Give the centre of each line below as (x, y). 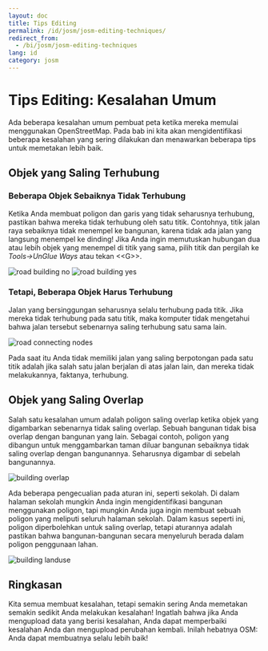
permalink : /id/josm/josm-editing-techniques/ (87, 30)
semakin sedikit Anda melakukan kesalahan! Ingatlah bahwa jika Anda (123, 613)
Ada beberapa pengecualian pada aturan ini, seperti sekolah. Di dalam (124, 493)
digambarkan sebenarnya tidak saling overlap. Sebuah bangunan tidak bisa (132, 428)
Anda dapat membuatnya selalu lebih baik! (78, 638)
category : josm (34, 61)
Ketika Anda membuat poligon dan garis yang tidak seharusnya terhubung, (132, 213)
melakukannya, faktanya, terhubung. (69, 374)
